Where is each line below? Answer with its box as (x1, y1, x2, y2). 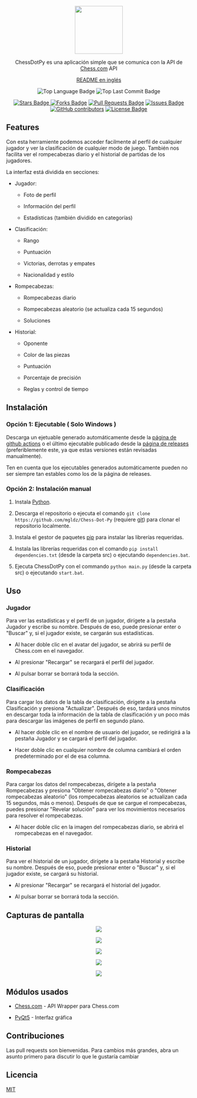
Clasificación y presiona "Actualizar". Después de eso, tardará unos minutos (6, 705, 191, 712)
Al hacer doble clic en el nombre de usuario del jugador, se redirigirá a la (14, 728, 191, 735)
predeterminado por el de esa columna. (14, 752, 111, 760)
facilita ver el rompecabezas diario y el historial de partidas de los (6, 150, 166, 157)
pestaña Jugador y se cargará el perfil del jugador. (14, 735, 138, 742)
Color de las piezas (23, 351, 71, 358)
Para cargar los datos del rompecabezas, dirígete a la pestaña (6, 781, 157, 788)
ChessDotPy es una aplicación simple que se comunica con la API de (15, 59, 183, 65)
